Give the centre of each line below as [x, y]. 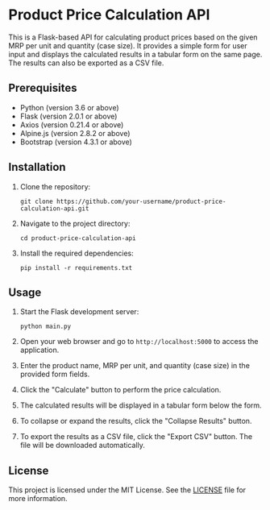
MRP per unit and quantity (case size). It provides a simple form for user [128, 45]
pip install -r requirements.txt [76, 267]
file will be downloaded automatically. [82, 446]
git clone [37, 201]
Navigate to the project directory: [75, 223]
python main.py [46, 327]
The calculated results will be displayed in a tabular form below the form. [141, 405]
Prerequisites [43, 88]
